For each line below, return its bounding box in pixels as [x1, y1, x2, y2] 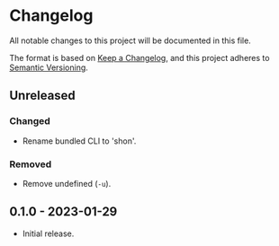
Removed [9, 158, 52, 171]
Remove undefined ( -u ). [22, 178, 112, 189]
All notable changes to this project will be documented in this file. [9, 35, 252, 46]
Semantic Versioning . [9, 62, 88, 73]
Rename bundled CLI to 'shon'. [22, 136, 137, 146]
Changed [9, 115, 51, 127]
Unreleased [9, 88, 76, 103]
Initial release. [22, 228, 75, 239]
